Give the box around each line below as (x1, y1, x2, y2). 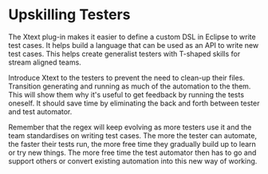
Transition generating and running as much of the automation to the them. (8, 81, 251, 91)
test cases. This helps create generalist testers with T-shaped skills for (8, 49, 241, 58)
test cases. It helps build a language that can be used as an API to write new (8, 40, 259, 49)
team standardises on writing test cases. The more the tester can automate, (8, 130, 258, 140)
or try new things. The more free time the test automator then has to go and (8, 148, 257, 157)
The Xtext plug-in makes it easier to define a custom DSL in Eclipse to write (8, 32, 257, 42)
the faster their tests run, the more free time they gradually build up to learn (8, 139, 257, 148)
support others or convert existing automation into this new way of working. (8, 156, 258, 165)
